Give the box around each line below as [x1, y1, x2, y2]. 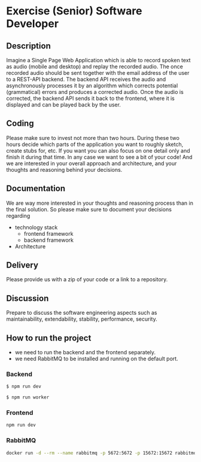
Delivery [6, 260, 39, 270]
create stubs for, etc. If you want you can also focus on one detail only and [6, 147, 190, 154]
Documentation [6, 184, 66, 194]
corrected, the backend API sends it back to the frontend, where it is [6, 95, 175, 102]
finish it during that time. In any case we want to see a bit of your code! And [6, 153, 193, 160]
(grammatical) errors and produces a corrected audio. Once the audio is [6, 89, 184, 95]
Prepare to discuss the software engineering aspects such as [6, 309, 157, 317]
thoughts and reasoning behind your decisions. [6, 166, 123, 173]
